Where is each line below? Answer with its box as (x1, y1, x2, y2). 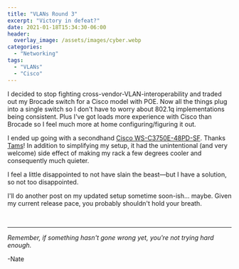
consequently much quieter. (7, 156, 90, 164)
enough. (7, 241, 32, 249)
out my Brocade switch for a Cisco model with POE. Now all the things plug (7, 97, 228, 105)
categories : (7, 43, 43, 51)
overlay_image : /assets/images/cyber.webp (14, 37, 142, 44)
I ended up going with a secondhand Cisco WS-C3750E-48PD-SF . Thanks (7, 133, 226, 142)
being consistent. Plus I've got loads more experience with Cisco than (7, 112, 212, 121)
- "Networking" (14, 51, 59, 58)
